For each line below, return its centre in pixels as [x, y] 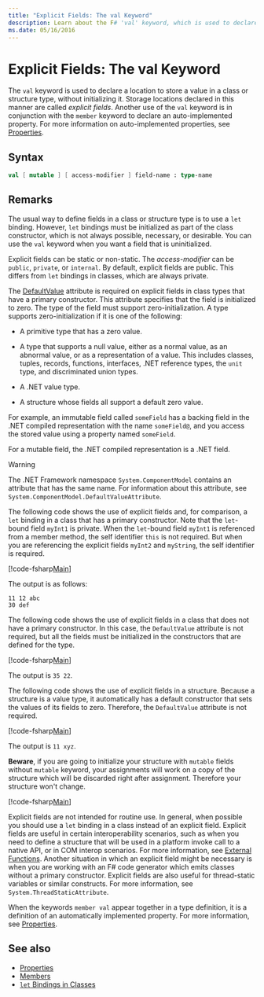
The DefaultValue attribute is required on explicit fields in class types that [126, 291]
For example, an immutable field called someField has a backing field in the [129, 417]
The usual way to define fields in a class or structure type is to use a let [125, 219]
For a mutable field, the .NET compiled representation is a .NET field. [119, 449]
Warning [22, 464]
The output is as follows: [48, 583]
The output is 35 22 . [40, 675]
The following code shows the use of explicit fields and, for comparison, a [128, 511]
